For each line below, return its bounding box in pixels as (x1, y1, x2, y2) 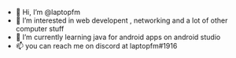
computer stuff (15, 24, 65, 33)
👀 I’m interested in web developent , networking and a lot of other (15, 16, 228, 25)
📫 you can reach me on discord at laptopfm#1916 (15, 42, 178, 50)
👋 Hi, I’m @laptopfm (15, 8, 81, 16)
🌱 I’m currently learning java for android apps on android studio (15, 32, 221, 42)
